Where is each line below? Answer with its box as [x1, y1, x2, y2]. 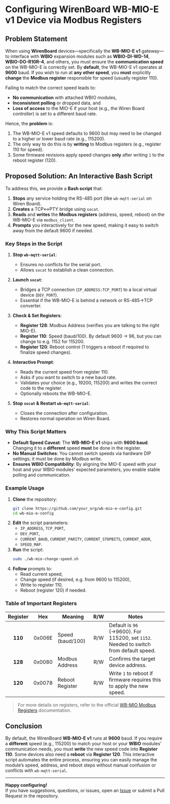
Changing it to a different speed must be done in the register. [12, 445, 142, 451]
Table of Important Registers [5, 600, 77, 607]
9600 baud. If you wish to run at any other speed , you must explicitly [5, 69, 151, 76]
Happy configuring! [5, 782, 48, 788]
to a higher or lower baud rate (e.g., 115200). [12, 136, 105, 141]
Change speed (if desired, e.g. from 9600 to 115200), [20, 576, 131, 582]
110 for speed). [12, 147, 44, 153]
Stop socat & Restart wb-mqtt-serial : [12, 400, 90, 407]
